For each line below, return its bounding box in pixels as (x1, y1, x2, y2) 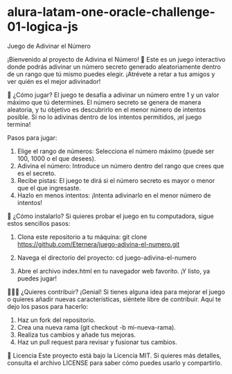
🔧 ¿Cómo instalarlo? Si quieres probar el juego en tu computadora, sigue (7, 212, 215, 220)
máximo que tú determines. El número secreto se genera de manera (7, 98, 202, 106)
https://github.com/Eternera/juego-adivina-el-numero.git (17, 240, 180, 248)
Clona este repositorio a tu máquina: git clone (17, 233, 148, 241)
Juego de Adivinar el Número (7, 42, 91, 50)
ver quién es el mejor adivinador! (7, 77, 101, 85)
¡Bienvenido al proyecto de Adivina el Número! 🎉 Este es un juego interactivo (7, 55, 226, 63)
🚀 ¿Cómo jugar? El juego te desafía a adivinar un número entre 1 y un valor (7, 91, 220, 99)
